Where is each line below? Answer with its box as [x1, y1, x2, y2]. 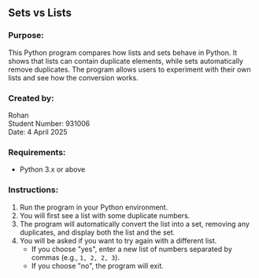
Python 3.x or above [19, 165, 86, 174]
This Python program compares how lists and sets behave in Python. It [8, 47, 238, 57]
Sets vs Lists [8, 6, 72, 20]
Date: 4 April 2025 [8, 127, 68, 136]
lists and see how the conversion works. [8, 72, 139, 82]
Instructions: [8, 184, 59, 195]
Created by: [8, 92, 54, 103]
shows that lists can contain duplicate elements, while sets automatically [8, 56, 244, 65]
